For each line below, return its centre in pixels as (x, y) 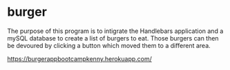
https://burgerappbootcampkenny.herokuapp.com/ (79, 58)
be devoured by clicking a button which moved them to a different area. (109, 45)
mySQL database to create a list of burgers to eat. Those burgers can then (113, 38)
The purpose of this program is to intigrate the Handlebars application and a (115, 31)
